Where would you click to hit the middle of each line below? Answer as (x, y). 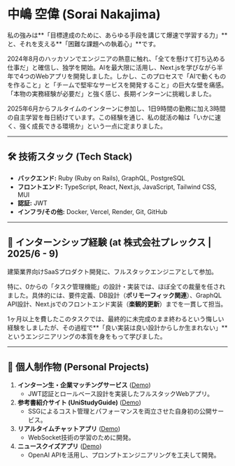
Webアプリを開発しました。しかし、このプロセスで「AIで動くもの (131, 76)
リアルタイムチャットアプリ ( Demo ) (69, 429)
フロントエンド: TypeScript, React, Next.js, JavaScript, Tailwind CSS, (117, 187)
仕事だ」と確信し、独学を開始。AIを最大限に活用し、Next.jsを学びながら (112, 67)
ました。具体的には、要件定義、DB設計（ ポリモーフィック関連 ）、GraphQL (115, 295)
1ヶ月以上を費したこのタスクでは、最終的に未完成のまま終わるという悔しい (116, 318)
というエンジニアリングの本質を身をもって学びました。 (87, 336)
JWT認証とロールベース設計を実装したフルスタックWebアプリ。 (120, 394)
